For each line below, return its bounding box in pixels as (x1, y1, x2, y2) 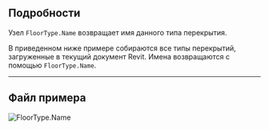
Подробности (8, 6, 81, 20)
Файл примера (8, 91, 86, 105)
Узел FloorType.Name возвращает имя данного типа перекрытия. (8, 27, 227, 37)
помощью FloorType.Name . (8, 60, 97, 70)
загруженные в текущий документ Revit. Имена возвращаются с (8, 51, 231, 61)
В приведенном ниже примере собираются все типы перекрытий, (8, 43, 236, 53)
